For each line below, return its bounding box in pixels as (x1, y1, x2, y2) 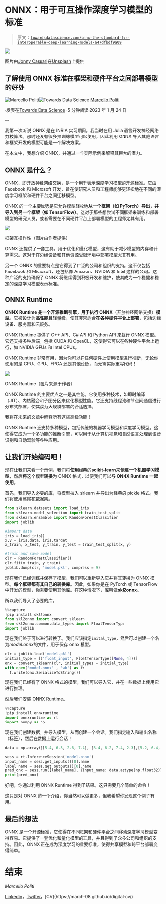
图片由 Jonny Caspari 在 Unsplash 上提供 (5, 58, 84, 64)
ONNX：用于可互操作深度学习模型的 (5, 4, 153, 16)
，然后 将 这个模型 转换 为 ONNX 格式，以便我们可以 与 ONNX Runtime (9, 473, 148, 479)
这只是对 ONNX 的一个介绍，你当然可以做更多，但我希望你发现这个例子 (5, 793, 151, 799)
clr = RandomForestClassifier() (5, 556, 72, 561)
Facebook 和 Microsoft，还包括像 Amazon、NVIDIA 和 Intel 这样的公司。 (5, 268, 153, 274)
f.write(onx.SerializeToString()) (9, 670, 81, 675)
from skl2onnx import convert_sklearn (5, 617, 85, 622)
